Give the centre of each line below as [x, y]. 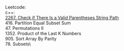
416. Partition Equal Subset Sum [38, 23]
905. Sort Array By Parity [31, 39]
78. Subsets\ [18, 44]
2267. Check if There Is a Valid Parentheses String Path [62, 18]
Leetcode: [15, 7]
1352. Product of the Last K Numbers [43, 33]
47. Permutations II [24, 28]
